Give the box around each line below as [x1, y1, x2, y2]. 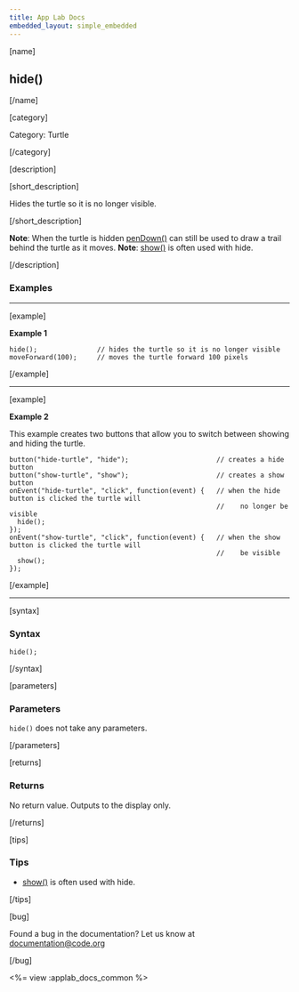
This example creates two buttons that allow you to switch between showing [9, 428, 290, 439]
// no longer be [216, 502, 289, 511]
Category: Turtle [9, 130, 69, 141]
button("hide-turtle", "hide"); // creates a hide [9, 455, 285, 464]
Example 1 [9, 327, 47, 338]
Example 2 [9, 411, 49, 422]
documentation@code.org [9, 938, 105, 948]
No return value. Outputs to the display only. [9, 800, 172, 811]
